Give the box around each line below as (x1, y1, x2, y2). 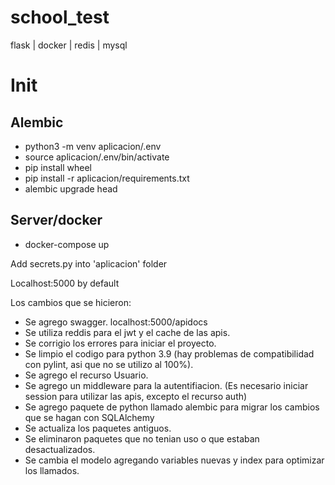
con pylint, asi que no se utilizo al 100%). (24, 358, 194, 370)
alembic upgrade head (24, 182, 118, 195)
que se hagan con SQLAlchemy (24, 411, 155, 423)
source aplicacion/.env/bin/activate (24, 151, 170, 163)
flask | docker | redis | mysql (10, 39, 128, 51)
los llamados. (24, 464, 80, 476)
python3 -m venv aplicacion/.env (24, 140, 162, 152)
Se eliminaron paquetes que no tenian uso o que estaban (24, 432, 260, 445)
